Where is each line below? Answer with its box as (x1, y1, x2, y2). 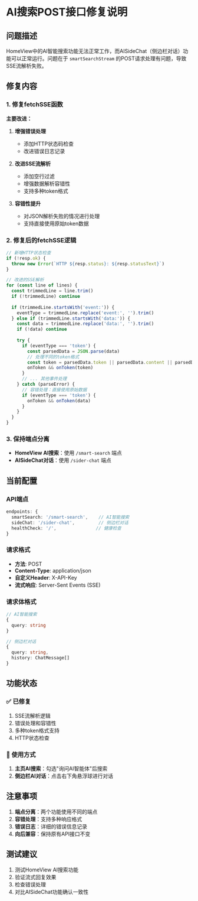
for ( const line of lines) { (6, 282, 78, 288)
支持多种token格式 (23, 187, 69, 194)
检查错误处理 (14, 881, 46, 888)
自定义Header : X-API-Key (14, 574, 78, 581)
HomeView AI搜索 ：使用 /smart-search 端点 (14, 450, 123, 457)
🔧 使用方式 (6, 750, 37, 759)
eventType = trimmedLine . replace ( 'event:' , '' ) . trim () (16, 310, 154, 316)
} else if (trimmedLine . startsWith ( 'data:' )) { (11, 315, 131, 321)
